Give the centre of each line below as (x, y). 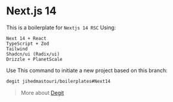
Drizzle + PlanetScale (34, 59)
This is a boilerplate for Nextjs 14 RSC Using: (61, 27)
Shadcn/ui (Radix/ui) (33, 54)
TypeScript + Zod (28, 44)
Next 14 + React (26, 38)
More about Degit (42, 92)
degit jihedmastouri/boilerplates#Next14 (58, 81)
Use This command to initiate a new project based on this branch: (87, 70)
